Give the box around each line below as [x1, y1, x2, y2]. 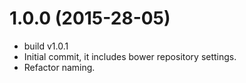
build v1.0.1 [23, 40, 69, 52]
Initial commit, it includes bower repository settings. [23, 50, 237, 62]
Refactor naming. [23, 61, 96, 73]
